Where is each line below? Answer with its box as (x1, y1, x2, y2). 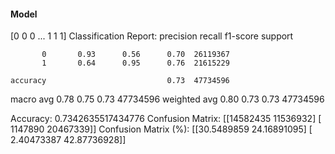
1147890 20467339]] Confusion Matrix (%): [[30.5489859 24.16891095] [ (10, 123, 313, 135)
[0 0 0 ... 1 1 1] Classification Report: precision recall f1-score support (10, 30, 294, 42)
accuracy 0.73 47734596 (10, 76, 230, 86)
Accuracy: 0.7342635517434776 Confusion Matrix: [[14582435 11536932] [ (10, 113, 322, 125)
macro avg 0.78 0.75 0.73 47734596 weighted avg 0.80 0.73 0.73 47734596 (10, 93, 325, 105)
